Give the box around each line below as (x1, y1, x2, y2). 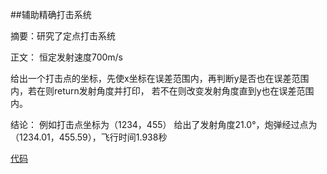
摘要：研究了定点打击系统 (10, 30, 116, 42)
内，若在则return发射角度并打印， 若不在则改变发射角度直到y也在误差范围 (10, 85, 315, 97)
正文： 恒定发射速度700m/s (10, 51, 124, 63)
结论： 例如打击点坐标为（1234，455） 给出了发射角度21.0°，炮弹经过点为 (10, 119, 318, 130)
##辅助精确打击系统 (10, 9, 92, 20)
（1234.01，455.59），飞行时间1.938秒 (10, 131, 168, 143)
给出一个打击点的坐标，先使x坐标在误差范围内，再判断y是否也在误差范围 (10, 73, 310, 84)
